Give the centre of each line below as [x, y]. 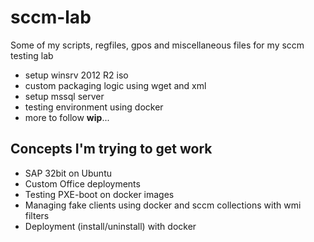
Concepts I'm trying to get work [111, 149]
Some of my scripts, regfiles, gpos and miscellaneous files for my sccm [157, 45]
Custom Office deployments [82, 183]
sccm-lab [51, 17]
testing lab [32, 55]
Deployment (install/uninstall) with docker [110, 226]
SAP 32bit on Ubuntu [68, 173]
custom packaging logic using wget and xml [115, 85]
